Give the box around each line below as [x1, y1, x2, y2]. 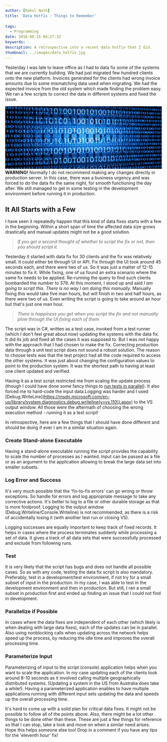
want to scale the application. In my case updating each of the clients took [5, 669, 158, 675]
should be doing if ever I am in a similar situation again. [5, 425, 118, 431]
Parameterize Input [5, 653, 53, 660]
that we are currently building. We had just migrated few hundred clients [5, 70, 153, 76]
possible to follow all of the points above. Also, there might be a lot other [5, 711, 154, 717]
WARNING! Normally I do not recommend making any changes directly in [5, 169, 156, 175]
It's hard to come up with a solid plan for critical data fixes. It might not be [5, 706, 156, 712]
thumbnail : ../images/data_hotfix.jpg [5, 50, 85, 55]
